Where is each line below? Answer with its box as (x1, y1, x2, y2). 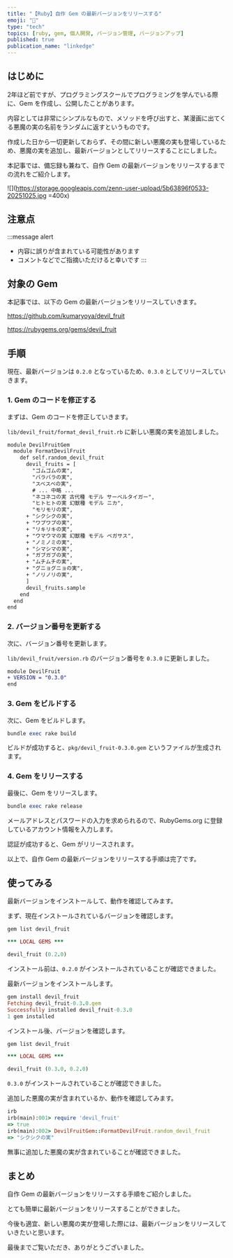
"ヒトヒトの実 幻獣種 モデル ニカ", (32, 500, 124, 507)
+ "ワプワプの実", (25, 519, 73, 527)
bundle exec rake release (7, 803, 82, 810)
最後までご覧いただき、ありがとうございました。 (7, 1243, 148, 1252)
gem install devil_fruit (7, 994, 80, 1001)
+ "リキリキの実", (25, 525, 73, 532)
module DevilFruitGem (7, 441, 70, 448)
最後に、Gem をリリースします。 (7, 789, 101, 797)
